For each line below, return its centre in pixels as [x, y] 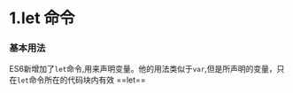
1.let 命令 [42, 18]
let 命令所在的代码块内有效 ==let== [81, 80]
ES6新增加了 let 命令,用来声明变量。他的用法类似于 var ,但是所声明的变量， [143, 69]
